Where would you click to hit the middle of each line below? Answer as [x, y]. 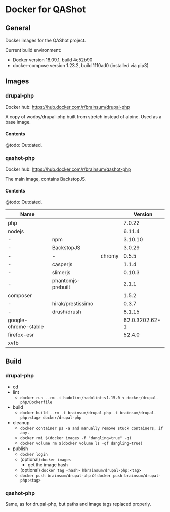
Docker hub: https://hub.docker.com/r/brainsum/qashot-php [68, 169]
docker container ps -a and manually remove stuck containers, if [92, 428]
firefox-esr [21, 335]
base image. [18, 122]
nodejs [16, 231]
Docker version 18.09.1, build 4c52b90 [52, 60]
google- [18, 320]
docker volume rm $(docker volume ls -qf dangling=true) [81, 444]
